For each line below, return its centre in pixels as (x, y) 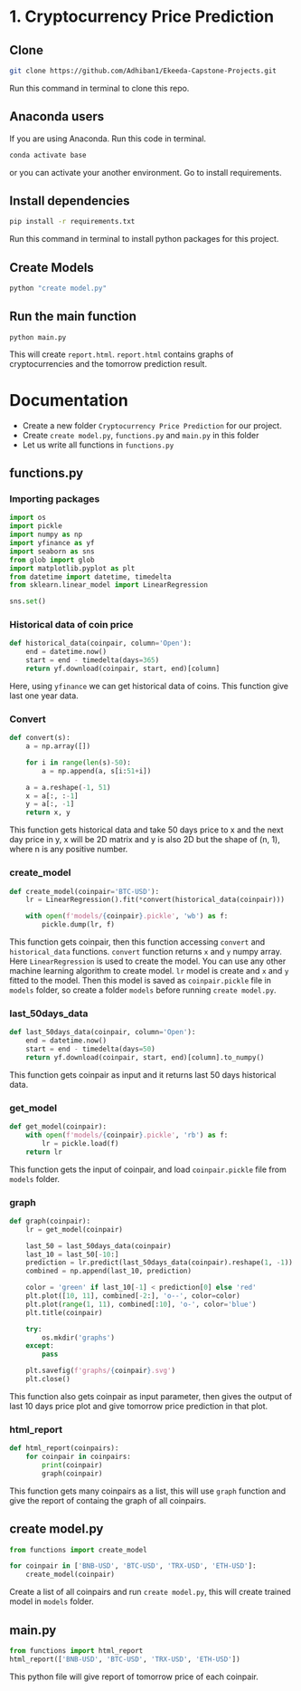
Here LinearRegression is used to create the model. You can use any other (148, 961)
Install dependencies (70, 201)
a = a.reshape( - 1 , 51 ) (68, 787)
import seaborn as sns (52, 551)
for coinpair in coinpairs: (78, 1457)
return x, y (48, 812)
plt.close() (48, 1379)
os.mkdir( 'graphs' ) (79, 1338)
